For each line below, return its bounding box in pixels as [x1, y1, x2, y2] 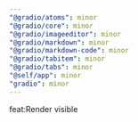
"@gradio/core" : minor [9, 21, 93, 30]
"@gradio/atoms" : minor [9, 12, 98, 22]
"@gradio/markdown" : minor [9, 37, 110, 47]
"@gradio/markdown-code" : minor [9, 46, 129, 55]
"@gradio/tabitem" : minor [9, 54, 105, 63]
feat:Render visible [9, 103, 78, 114]
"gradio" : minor [9, 79, 69, 88]
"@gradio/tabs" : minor [9, 63, 93, 72]
